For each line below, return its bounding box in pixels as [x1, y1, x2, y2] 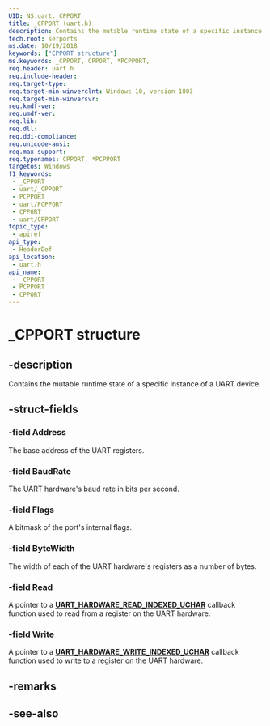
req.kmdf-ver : [8, 102, 57, 110]
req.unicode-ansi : [8, 139, 70, 148]
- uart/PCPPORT [11, 200, 63, 208]
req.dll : [8, 125, 38, 133]
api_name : [8, 268, 42, 276]
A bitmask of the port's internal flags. [8, 523, 132, 532]
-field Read [8, 581, 53, 592]
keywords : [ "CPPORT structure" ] [8, 49, 117, 58]
